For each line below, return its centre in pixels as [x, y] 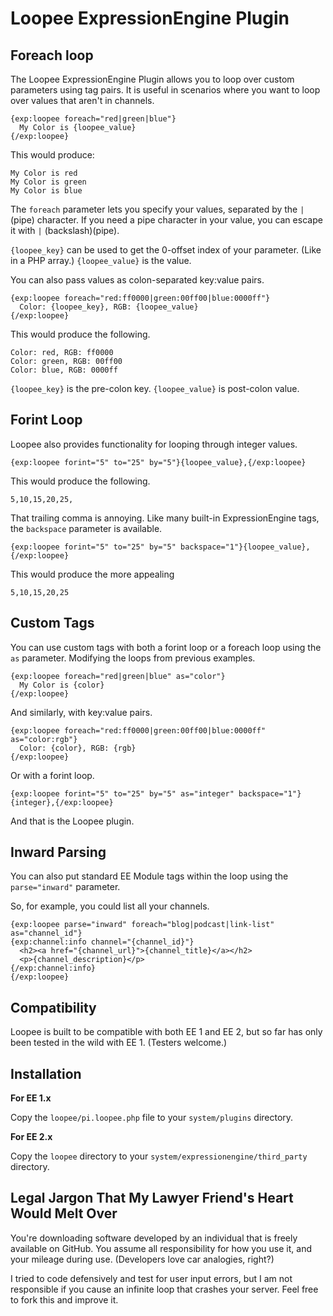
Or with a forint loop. [52, 775]
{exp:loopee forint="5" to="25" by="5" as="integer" [122, 793]
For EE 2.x [31, 1137]
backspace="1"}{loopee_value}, [245, 547]
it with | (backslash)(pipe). [65, 230]
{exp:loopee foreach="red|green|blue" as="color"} [118, 676]
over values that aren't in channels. [82, 100]
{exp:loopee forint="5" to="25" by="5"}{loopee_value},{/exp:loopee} [158, 462]
